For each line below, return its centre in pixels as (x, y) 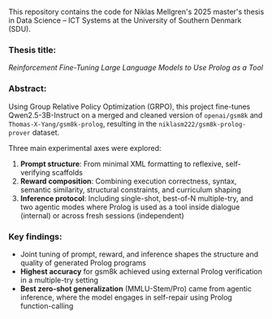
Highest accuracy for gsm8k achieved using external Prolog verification (141, 271)
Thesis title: (32, 50)
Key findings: (35, 236)
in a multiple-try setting (59, 280)
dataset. (45, 132)
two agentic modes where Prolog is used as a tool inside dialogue (130, 207)
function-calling (47, 306)
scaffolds (67, 172)
